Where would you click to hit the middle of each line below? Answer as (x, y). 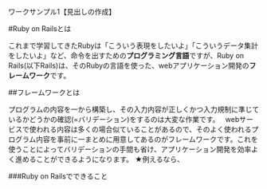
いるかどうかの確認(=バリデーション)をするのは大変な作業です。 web (124, 119)
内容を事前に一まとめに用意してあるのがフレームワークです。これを (147, 139)
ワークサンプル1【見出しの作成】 (62, 12)
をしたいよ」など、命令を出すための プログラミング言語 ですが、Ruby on (126, 55)
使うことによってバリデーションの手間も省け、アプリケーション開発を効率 (130, 149)
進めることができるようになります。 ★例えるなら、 (100, 159)
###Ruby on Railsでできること (58, 176)
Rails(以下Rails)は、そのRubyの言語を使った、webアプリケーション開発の (129, 65)
